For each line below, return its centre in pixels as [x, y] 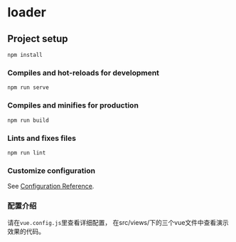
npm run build [28, 120]
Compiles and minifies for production [73, 105]
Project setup [38, 39]
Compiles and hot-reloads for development [84, 73]
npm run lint [27, 153]
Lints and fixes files [42, 138]
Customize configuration [52, 170]
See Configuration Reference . [51, 186]
